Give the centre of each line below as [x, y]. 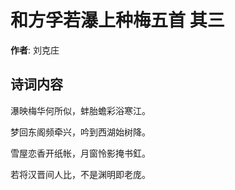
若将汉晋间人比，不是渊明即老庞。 [80, 174]
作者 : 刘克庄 [35, 50]
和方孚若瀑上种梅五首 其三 [117, 20]
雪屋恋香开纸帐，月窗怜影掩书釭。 [80, 153]
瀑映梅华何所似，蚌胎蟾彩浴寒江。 [80, 110]
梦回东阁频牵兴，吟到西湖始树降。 [80, 132]
